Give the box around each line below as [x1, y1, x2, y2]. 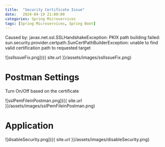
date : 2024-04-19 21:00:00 [5, 12, 65, 17]
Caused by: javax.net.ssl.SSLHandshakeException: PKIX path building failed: [5, 35, 161, 40]
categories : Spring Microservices [5, 16, 76, 21]
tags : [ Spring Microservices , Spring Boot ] [5, 21, 96, 26]
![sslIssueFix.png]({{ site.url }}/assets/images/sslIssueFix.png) [5, 55, 132, 61]
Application [5, 120, 54, 131]
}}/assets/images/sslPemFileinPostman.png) [5, 103, 95, 109]
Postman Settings [5, 72, 80, 83]
